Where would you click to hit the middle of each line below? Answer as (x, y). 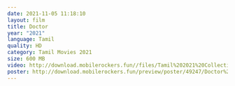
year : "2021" (26, 33)
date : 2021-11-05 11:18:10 (47, 14)
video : (17, 65)
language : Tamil (31, 40)
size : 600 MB (26, 59)
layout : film (26, 20)
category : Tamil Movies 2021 (50, 53)
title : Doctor (28, 26)
